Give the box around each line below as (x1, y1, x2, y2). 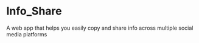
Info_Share (6, 4, 62, 18)
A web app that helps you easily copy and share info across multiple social (6, 24, 194, 31)
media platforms (6, 30, 47, 38)
